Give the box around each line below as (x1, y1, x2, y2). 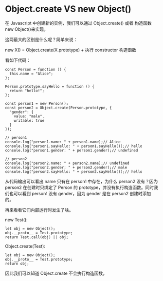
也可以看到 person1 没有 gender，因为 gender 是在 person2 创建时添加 (9, 190, 151, 196)
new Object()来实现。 (5, 26, 49, 32)
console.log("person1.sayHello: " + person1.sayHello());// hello (5, 144, 143, 149)
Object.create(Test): (5, 243, 45, 249)
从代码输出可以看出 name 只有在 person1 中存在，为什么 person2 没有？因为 (5, 178, 158, 184)
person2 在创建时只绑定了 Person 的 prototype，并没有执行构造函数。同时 (5, 184, 154, 190)
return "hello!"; (9, 88, 45, 93)
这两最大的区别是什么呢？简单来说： (5, 37, 78, 42)
